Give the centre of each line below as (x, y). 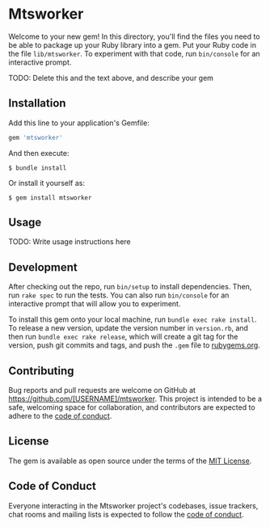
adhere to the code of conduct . (60, 416)
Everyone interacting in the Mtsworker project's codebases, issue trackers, (133, 505)
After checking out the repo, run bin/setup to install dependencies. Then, (130, 287)
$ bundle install (38, 168)
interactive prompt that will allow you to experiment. (95, 304)
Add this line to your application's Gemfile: (79, 123)
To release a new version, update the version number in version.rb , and (129, 328)
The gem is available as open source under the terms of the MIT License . (130, 461)
